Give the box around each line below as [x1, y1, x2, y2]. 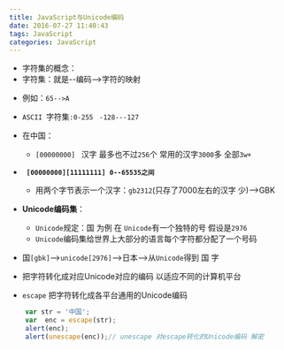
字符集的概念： [21, 63, 77, 73]
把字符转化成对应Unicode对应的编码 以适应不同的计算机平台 [21, 271, 242, 282]
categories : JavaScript [9, 37, 97, 47]
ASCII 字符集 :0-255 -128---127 [21, 111, 140, 122]
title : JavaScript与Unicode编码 [9, 12, 125, 22]
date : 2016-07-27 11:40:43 [9, 21, 109, 30]
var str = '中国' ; [25, 308, 90, 316]
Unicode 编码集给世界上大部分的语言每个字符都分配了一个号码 [35, 233, 257, 244]
